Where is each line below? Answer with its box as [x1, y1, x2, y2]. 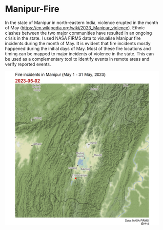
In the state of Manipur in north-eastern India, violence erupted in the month [5, 20, 159, 25]
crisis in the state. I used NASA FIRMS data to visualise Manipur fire [5, 35, 141, 41]
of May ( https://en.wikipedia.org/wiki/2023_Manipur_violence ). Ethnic [5, 24, 145, 30]
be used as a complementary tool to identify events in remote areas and [5, 56, 150, 62]
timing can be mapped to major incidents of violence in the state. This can [5, 50, 154, 57]
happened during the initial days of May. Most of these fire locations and [5, 46, 151, 51]
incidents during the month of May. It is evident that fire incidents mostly [5, 40, 151, 46]
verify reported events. [5, 61, 51, 67]
